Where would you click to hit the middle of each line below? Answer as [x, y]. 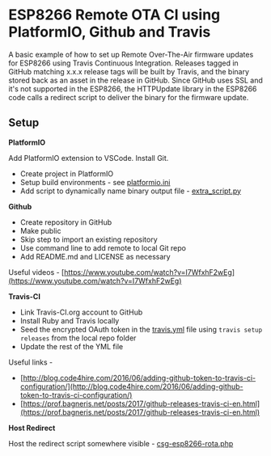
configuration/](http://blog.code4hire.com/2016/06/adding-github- [131, 386]
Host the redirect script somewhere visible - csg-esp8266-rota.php [121, 443]
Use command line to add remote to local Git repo [103, 247]
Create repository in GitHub [66, 222]
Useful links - [31, 362]
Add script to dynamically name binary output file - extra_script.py [130, 191]
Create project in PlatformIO [67, 173]
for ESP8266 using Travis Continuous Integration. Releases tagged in [123, 63]
